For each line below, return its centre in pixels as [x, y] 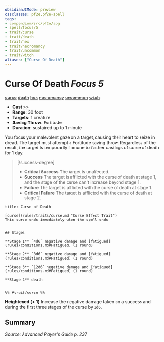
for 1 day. [14, 153]
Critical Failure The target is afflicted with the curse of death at [88, 193]
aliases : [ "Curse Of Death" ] [35, 60]
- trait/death [20, 37]
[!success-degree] [36, 163]
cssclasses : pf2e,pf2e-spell [35, 14]
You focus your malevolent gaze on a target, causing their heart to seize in [80, 137]
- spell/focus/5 [22, 28]
